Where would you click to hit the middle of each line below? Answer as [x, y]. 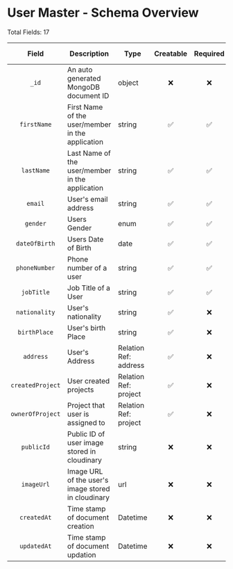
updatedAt [36, 546]
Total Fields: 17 [28, 32]
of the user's [88, 480]
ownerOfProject [36, 414]
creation [81, 526]
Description [89, 54]
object [128, 83]
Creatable [171, 54]
